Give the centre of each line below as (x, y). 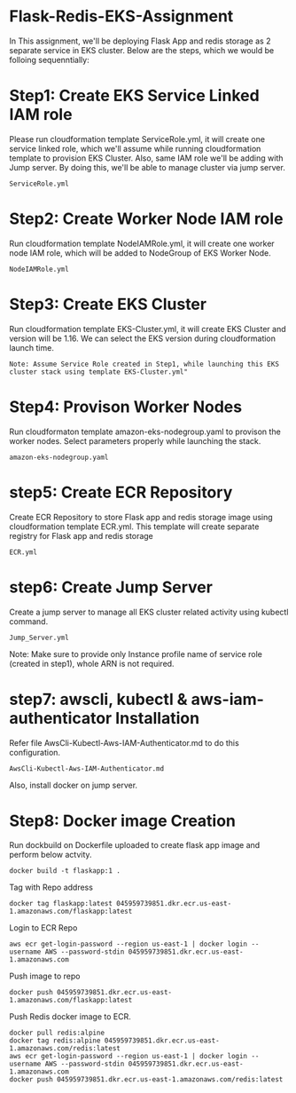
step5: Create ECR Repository (121, 492)
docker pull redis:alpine (57, 1033)
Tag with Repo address (51, 887)
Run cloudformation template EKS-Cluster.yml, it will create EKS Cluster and (148, 329)
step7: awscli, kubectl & (98, 699)
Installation (157, 718)
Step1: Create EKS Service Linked (134, 96)
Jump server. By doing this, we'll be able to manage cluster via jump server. (147, 167)
